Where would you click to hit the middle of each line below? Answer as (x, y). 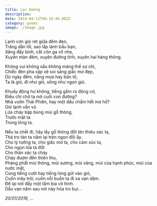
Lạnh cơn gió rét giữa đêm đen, (36, 41)
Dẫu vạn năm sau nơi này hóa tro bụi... (44, 189)
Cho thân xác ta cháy (26, 153)
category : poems (21, 23)
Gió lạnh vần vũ (21, 107)
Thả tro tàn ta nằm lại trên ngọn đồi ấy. (44, 137)
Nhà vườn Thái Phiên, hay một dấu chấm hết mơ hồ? (58, 102)
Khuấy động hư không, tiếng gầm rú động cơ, (50, 92)
